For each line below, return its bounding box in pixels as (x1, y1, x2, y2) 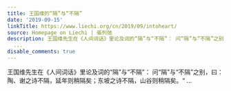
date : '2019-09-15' (7, 16, 63, 23)
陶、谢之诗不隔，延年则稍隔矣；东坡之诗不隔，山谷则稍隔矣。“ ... (7, 76, 192, 84)
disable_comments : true (7, 49, 76, 55)
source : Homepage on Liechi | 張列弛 (7, 29, 112, 36)
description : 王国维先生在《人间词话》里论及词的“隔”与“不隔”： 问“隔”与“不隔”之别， (7, 36, 230, 42)
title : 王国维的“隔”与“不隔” (7, 10, 83, 17)
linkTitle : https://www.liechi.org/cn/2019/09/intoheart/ (7, 23, 177, 29)
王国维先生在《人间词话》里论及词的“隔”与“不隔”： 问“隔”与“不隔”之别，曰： (7, 68, 224, 76)
